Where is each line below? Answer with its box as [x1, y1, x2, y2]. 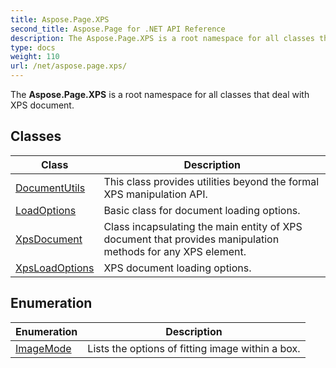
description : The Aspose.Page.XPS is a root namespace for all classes [10, 33, 315, 43]
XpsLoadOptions [15, 261, 95, 275]
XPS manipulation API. [103, 187, 208, 201]
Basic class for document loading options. [103, 203, 301, 217]
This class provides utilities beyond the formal [103, 174, 320, 188]
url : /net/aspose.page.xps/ [10, 61, 128, 71]
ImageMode [15, 341, 72, 355]
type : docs [10, 42, 56, 53]
